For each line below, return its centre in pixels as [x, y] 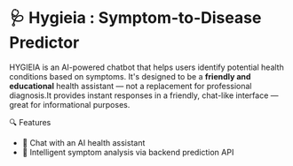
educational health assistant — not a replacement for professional [131, 86]
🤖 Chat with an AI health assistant [83, 142]
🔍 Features [30, 122]
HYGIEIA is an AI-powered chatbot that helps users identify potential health [146, 67]
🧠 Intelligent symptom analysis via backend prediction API [128, 152]
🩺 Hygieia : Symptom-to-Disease [135, 18]
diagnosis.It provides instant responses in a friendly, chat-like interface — [144, 95]
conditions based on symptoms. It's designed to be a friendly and [130, 76]
